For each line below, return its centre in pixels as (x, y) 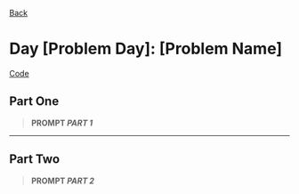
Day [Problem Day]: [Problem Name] (146, 49)
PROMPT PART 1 (62, 123)
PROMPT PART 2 (63, 181)
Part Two (35, 159)
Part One (34, 101)
